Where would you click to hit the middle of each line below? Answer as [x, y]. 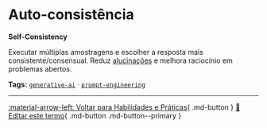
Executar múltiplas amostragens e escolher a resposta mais [106, 52]
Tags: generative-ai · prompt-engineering [77, 84]
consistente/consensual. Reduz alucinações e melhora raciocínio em [120, 60]
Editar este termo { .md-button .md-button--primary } [95, 115]
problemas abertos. [40, 68]
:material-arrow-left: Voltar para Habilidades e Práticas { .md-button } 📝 [124, 107]
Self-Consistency [38, 37]
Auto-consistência [72, 15]
